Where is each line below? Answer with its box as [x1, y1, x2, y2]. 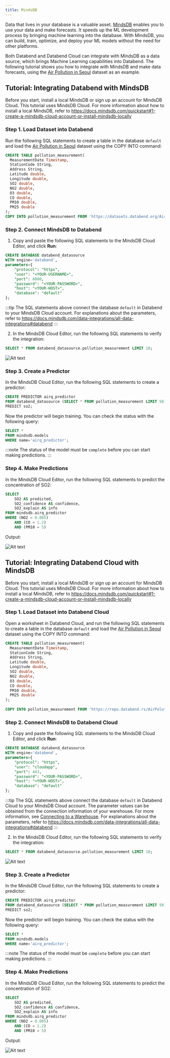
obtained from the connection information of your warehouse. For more [5, 808, 154, 814]
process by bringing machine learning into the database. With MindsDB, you [5, 32, 164, 38]
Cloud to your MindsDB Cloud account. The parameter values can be [5, 803, 149, 809]
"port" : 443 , [14, 769, 42, 774]
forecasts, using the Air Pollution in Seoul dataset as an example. [5, 69, 141, 75]
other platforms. [5, 43, 39, 49]
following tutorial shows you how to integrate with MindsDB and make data [5, 63, 161, 70]
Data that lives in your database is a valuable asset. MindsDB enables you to [5, 21, 164, 27]
